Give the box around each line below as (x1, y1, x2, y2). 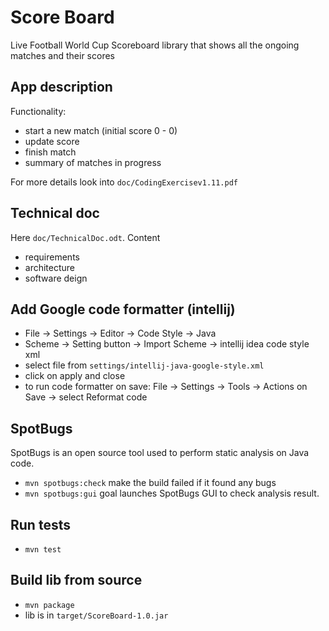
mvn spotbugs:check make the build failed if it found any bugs (24, 477, 277, 489)
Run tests (10, 516, 71, 533)
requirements (24, 251, 80, 263)
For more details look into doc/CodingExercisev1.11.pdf (10, 176, 238, 188)
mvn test (24, 545, 62, 555)
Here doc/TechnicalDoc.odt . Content (10, 231, 161, 243)
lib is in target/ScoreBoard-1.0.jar (24, 609, 169, 621)
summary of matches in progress (24, 156, 162, 168)
